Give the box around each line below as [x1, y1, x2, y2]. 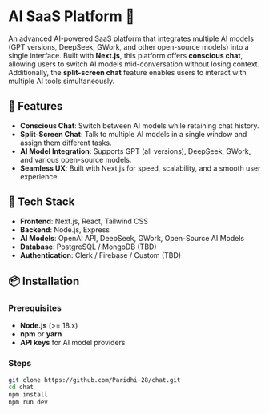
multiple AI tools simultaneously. [8, 76, 115, 86]
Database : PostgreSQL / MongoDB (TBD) [19, 242, 158, 251]
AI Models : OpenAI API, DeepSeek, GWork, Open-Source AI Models [19, 233, 245, 243]
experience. [19, 171, 60, 181]
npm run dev [8, 398, 48, 407]
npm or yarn [19, 329, 62, 339]
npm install [8, 391, 48, 399]
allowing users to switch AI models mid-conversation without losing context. [8, 59, 260, 69]
